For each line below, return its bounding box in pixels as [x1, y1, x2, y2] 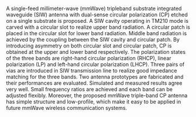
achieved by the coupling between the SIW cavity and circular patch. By [6, 36, 180, 43]
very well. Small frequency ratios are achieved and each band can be [6, 86, 173, 92]
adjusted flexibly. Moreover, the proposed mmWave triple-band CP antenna [6, 92, 188, 99]
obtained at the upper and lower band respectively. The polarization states [6, 49, 186, 55]
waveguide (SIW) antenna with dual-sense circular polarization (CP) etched [6, 11, 188, 18]
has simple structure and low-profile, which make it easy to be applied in [6, 98, 181, 105]
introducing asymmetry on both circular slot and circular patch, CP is [6, 42, 172, 49]
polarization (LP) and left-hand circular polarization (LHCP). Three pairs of [6, 61, 185, 68]
